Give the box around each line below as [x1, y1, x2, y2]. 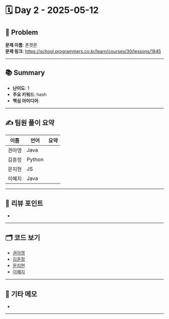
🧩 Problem [5, 28, 38, 36]
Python [27, 156, 44, 163]
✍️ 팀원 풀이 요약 [5, 118, 54, 127]
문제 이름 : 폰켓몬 [5, 42, 38, 48]
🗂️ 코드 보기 [5, 233, 40, 242]
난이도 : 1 [12, 85, 30, 91]
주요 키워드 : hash [12, 91, 47, 97]
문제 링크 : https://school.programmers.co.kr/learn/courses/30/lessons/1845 [5, 48, 161, 54]
